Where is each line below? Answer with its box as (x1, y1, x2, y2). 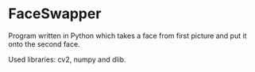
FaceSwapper (8, 5, 102, 23)
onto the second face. (8, 39, 81, 48)
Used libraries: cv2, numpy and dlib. (8, 55, 126, 64)
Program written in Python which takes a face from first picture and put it (8, 31, 247, 40)
